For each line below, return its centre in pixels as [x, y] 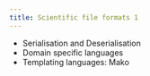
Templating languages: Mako [76, 62]
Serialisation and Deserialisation [81, 43]
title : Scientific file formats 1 [74, 17]
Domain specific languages [73, 52]
